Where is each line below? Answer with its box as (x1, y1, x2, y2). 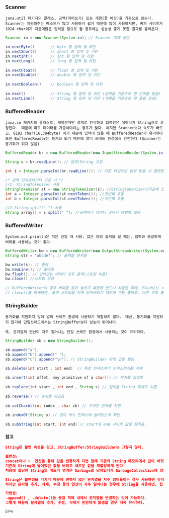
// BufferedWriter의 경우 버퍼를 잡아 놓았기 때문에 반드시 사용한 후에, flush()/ (5, 286, 160, 291)
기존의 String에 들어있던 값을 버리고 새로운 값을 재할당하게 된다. (5, 463, 126, 468)
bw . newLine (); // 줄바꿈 (5, 267, 54, 272)
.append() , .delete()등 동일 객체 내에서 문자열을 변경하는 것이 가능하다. (5, 495, 147, 501)
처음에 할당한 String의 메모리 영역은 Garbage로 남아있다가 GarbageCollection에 (5, 468, 157, 473)
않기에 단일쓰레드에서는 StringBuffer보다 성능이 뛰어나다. (11, 320, 118, 325)
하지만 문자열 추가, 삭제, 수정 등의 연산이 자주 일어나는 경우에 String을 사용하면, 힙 (5, 482, 163, 487)
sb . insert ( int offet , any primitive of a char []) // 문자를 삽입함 (5, 375, 143, 380)
